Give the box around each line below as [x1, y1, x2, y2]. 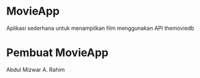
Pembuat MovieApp [6, 46, 109, 60]
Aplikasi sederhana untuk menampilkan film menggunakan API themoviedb [6, 24, 195, 32]
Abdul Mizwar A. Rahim [6, 66, 65, 73]
